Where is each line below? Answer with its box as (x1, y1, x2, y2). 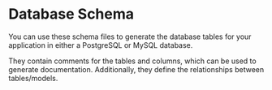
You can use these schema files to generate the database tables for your (8, 32, 252, 41)
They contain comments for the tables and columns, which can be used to (8, 56, 257, 66)
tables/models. (8, 73, 58, 83)
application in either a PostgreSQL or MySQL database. (8, 40, 193, 49)
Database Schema (8, 5, 135, 24)
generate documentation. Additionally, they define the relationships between (8, 64, 265, 74)
